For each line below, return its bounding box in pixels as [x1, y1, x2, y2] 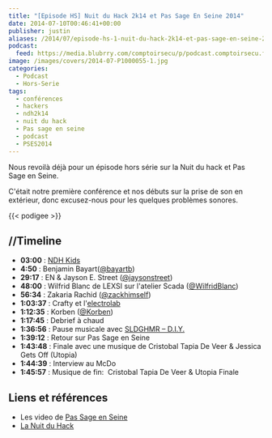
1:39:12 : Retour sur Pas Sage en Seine [19, 333, 151, 342]
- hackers [15, 102, 49, 110]
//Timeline [8, 234, 62, 248]
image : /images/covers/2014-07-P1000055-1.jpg [8, 57, 168, 66]
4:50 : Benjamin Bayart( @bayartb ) [19, 264, 135, 274]
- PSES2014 [15, 139, 53, 148]
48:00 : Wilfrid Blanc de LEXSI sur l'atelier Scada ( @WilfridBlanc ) [19, 281, 239, 291]
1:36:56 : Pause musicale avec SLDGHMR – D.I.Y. [19, 325, 185, 334]
